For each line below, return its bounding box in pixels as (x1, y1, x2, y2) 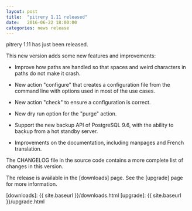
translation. (14, 145, 42, 152)
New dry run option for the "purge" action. (14, 110, 117, 117)
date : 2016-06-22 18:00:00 (6, 19, 77, 25)
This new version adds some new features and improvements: (6, 52, 156, 59)
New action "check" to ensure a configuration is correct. (14, 99, 151, 106)
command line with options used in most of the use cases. (14, 87, 155, 94)
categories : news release (6, 25, 69, 31)
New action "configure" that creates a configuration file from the (14, 81, 170, 89)
